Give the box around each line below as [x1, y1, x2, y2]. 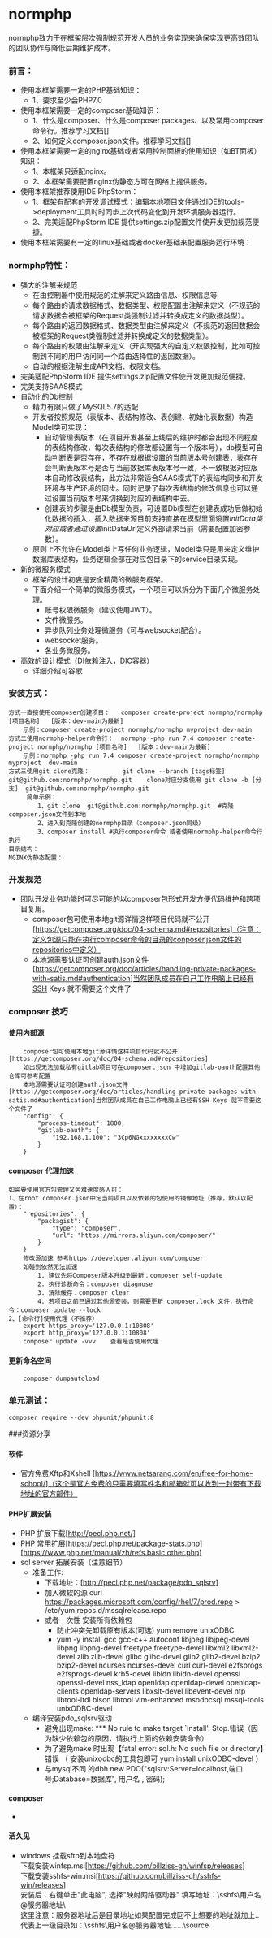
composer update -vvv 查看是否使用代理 [23, 1338, 159, 1346]
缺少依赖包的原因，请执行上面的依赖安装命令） [51, 1733, 209, 1743]
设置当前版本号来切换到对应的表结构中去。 [51, 493, 195, 503]
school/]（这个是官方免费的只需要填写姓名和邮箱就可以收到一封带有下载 [19, 1479, 261, 1489]
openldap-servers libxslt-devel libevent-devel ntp [80, 1686, 246, 1696]
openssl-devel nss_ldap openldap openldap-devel [56, 1678, 225, 1688]
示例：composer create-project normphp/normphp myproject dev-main [23, 725, 253, 733]
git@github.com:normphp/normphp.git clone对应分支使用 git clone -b [8, 776, 249, 784]
